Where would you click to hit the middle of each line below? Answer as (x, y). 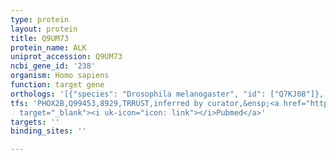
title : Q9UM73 (40, 38)
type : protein (40, 19)
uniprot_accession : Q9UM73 (66, 57)
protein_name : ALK (48, 47)
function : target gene (57, 85)
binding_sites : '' (48, 131)
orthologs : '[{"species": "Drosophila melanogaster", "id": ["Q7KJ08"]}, (167, 94)
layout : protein (44, 29)
